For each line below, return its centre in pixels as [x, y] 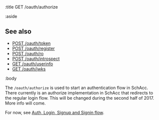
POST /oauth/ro [28, 53]
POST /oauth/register [33, 48]
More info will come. [26, 103]
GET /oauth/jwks [29, 69]
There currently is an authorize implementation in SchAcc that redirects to [79, 93]
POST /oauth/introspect [36, 59]
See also [18, 32]
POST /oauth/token [31, 43]
